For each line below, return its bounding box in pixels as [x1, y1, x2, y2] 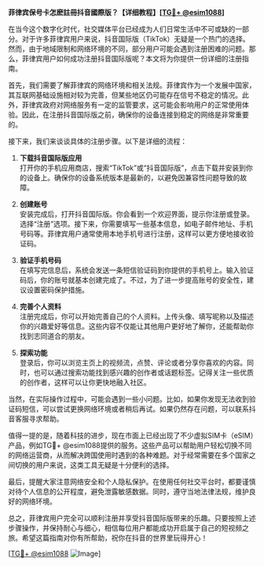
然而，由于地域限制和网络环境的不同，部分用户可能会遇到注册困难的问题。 [8, 44, 249, 54]
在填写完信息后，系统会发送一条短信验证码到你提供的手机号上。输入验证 [19, 265, 254, 275]
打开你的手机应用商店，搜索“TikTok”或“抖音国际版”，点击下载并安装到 [19, 163, 246, 172]
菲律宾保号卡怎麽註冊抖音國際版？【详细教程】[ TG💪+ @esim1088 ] [8, 8, 225, 17]
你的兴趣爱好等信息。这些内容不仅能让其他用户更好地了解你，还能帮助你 [19, 322, 254, 331]
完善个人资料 [19, 302, 61, 311]
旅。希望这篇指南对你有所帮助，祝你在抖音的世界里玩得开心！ [8, 533, 208, 542]
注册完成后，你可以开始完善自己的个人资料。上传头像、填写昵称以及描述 [19, 312, 254, 321]
